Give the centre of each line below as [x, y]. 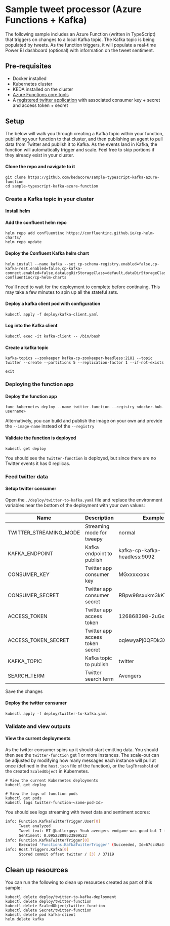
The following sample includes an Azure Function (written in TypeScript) [80, 34]
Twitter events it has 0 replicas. [38, 463]
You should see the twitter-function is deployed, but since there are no [81, 458]
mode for [96, 532]
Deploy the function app [31, 396]
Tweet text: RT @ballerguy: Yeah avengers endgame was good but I [90, 831]
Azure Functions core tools [41, 94]
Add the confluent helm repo [36, 222]
